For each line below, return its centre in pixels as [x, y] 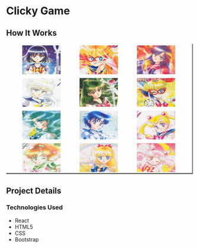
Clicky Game [38, 11]
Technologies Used [35, 207]
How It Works [32, 33]
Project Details [34, 190]
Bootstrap [27, 239]
